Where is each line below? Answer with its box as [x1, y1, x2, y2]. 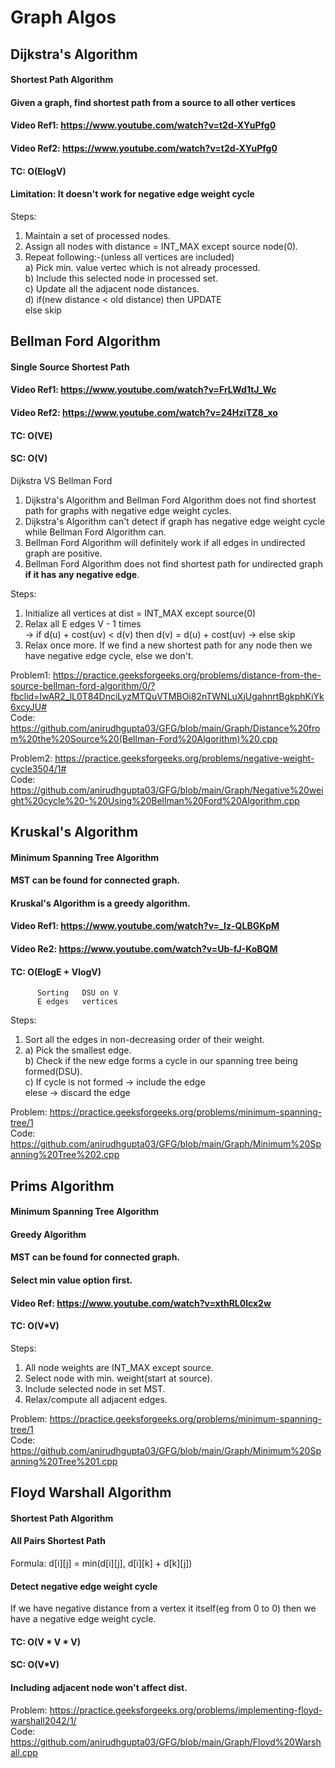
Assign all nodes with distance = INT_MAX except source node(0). [24, 240, 299, 252]
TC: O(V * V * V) [10, 1636, 82, 1648]
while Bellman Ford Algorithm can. [24, 526, 167, 538]
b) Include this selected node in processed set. [24, 272, 219, 284]
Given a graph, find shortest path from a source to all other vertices [10, 96, 297, 108]
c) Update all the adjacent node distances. [24, 282, 200, 295]
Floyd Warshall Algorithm [10, 1484, 172, 1501]
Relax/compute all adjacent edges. [24, 1393, 168, 1405]
